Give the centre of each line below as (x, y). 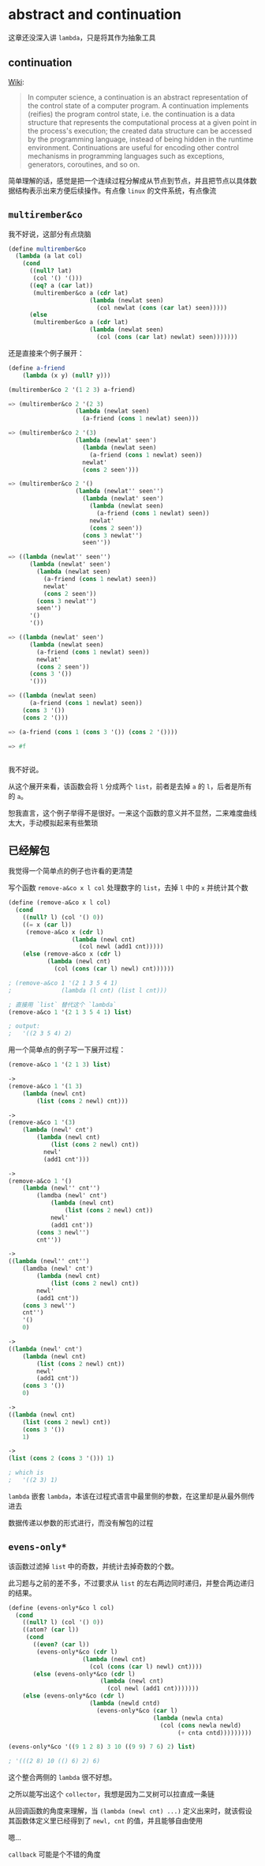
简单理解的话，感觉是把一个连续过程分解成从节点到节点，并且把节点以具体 (129, 180)
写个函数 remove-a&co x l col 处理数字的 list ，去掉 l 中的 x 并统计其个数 (128, 888)
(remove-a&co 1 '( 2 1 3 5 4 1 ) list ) (70, 1012)
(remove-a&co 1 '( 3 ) (42, 1123)
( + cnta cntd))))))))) (215, 1732)
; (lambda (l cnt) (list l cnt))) (88, 990)
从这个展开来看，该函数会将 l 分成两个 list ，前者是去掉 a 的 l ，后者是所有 (130, 786)
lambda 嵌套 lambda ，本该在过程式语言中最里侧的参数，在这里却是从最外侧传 (131, 1496)
